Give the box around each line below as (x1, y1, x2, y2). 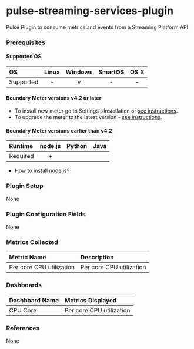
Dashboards (6, 281, 42, 289)
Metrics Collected (6, 238, 59, 246)
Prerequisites (6, 38, 45, 47)
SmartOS (98, 68, 125, 76)
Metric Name (9, 253, 46, 262)
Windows (65, 68, 93, 76)
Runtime (9, 142, 34, 150)
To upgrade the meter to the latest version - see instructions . (14, 114, 162, 121)
